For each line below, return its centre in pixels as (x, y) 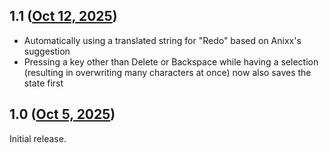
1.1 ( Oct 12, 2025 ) (63, 16)
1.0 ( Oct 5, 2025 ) (62, 114)
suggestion (47, 51)
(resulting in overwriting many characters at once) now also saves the (167, 72)
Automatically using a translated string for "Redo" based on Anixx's (162, 40)
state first (43, 83)
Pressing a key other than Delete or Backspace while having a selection (171, 61)
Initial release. (38, 138)
